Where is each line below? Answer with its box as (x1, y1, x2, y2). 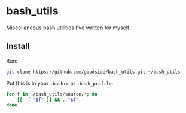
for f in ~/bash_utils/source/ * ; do (6, 91, 97, 97)
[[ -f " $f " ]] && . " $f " (17, 97, 79, 103)
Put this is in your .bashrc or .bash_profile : (6, 80, 114, 87)
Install (6, 41, 30, 51)
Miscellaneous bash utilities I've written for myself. (6, 24, 131, 31)
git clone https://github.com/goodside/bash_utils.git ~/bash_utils (6, 69, 181, 75)
